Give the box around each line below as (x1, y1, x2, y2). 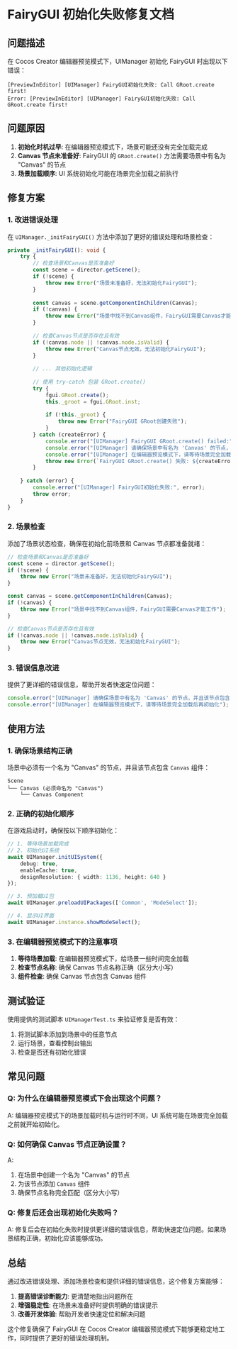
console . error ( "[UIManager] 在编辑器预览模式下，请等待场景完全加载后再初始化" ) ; (7, 701, 229, 709)
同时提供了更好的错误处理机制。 (19, 1334, 113, 1343)
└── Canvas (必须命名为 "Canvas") (7, 784, 104, 792)
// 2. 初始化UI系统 (7, 847, 59, 855)
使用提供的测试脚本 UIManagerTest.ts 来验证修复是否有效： (7, 1015, 180, 1023)
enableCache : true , (20, 867, 78, 874)
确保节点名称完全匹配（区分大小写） (17, 1188, 124, 1197)
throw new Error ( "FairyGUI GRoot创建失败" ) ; (57, 418, 188, 426)
